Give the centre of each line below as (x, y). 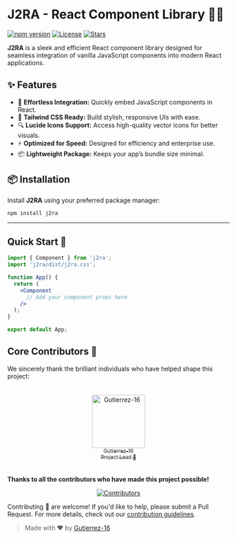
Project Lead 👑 (119, 457)
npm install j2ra (33, 213)
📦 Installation (39, 180)
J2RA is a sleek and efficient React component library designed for (105, 47)
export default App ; (38, 330)
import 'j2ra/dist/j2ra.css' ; (52, 265)
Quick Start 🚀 (37, 242)
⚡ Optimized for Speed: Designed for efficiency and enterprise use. (116, 143)
